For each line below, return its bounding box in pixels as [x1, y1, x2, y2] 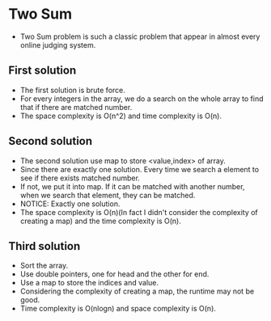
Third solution [8, 239, 81, 253]
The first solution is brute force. [19, 85, 125, 95]
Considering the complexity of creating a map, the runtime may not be [19, 286, 255, 296]
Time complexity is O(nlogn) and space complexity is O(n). [19, 304, 217, 314]
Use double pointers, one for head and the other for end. [19, 269, 210, 279]
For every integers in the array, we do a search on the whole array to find [19, 94, 264, 103]
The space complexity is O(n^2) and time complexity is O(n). [19, 111, 222, 120]
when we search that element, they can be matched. [19, 190, 196, 200]
